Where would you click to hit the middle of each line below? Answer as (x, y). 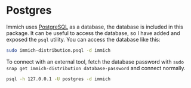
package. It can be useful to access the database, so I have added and (93, 33)
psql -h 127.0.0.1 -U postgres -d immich (58, 79)
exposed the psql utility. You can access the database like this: (84, 39)
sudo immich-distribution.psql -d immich (58, 50)
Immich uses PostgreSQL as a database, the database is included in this (95, 27)
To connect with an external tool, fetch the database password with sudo (95, 62)
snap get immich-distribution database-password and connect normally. (96, 68)
